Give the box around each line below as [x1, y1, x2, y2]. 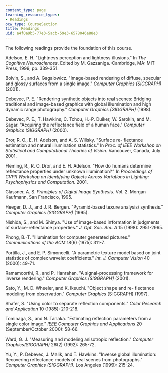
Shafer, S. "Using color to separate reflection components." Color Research [5, 301, 162, 306]
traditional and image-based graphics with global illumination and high [5, 101, 151, 107]
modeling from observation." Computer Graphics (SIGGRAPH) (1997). [5, 291, 149, 297]
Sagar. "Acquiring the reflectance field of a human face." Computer [5, 122, 145, 128]
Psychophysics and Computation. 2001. [5, 179, 88, 185]
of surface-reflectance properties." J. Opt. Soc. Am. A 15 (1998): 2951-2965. [5, 225, 164, 230]
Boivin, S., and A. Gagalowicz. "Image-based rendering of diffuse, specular [5, 75, 161, 81]
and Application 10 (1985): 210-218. [5, 306, 79, 312]
